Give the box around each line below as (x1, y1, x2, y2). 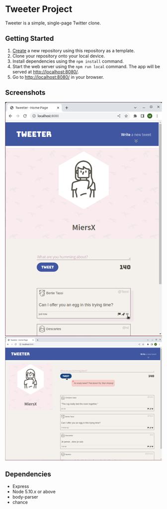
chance (12, 499, 28, 505)
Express (12, 483, 29, 489)
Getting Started (5, 34, 54, 43)
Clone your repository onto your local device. (12, 53, 105, 59)
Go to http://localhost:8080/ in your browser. (12, 74, 104, 80)
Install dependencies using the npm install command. (12, 58, 124, 64)
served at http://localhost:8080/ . (12, 69, 79, 75)
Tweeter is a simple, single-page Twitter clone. (5, 20, 101, 26)
